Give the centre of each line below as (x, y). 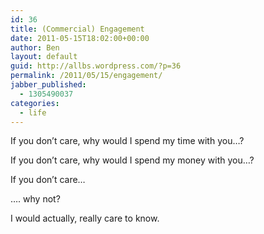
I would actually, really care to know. (85, 218)
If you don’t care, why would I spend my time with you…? (127, 141)
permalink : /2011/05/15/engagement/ (86, 76)
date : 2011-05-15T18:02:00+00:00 (80, 38)
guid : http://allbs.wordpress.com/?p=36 (96, 66)
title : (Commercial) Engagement (77, 29)
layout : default (44, 57)
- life (33, 112)
